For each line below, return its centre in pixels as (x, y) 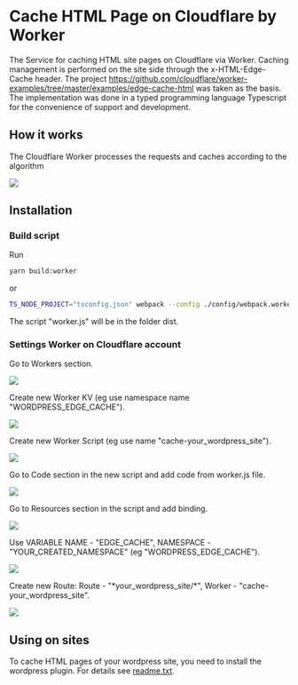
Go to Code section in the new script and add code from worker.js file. (137, 475)
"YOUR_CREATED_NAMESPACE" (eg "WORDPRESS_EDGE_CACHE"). (134, 552)
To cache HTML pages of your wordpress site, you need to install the (135, 661)
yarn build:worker (43, 271)
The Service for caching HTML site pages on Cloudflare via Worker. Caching (149, 60)
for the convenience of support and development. (100, 107)
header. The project (71, 78)
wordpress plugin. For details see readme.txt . (92, 671)
